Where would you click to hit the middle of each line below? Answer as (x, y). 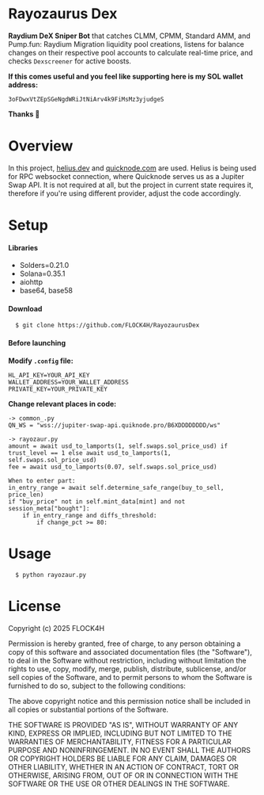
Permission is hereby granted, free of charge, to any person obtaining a (124, 644)
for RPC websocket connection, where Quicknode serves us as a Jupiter (126, 176)
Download (25, 308)
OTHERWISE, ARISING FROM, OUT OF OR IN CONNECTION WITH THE (123, 775)
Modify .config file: (41, 361)
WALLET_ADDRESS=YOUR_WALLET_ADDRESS (68, 382)
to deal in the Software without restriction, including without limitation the (127, 660)
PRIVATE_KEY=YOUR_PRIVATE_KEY (58, 389)
